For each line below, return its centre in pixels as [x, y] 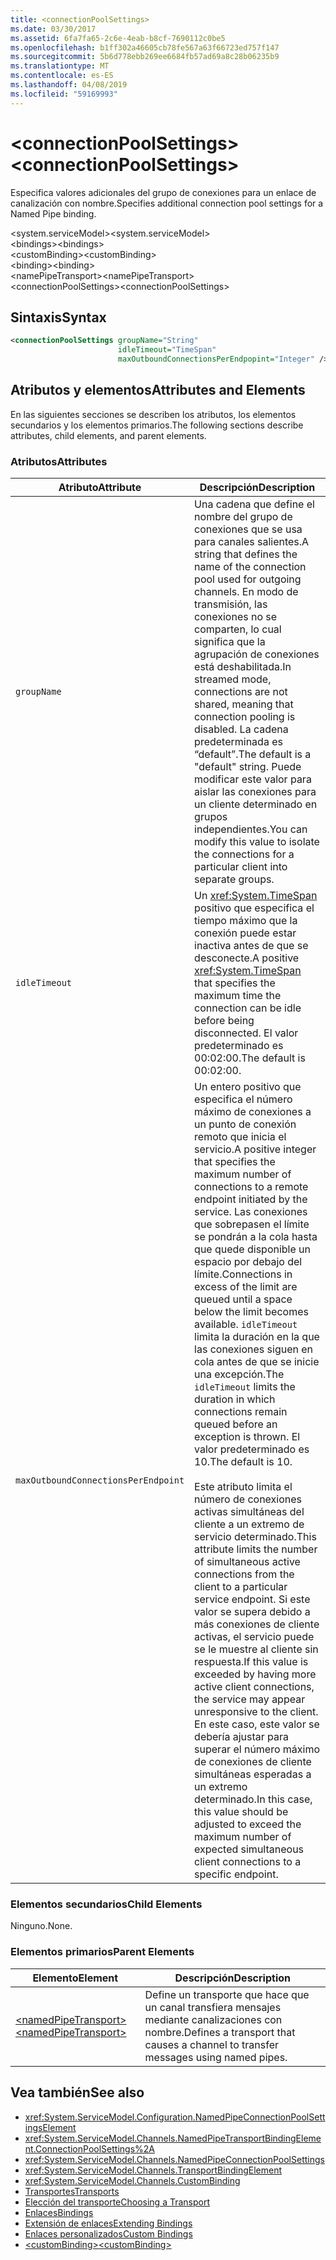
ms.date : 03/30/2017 [53, 29]
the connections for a [244, 854]
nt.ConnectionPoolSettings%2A [89, 2148]
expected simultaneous [249, 1849]
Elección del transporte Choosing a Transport [117, 2202]
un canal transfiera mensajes [213, 2007]
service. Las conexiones [251, 1212]
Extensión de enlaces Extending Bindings [108, 2223]
